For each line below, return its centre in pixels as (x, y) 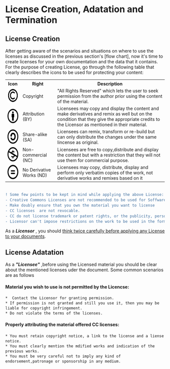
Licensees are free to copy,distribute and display (108, 149)
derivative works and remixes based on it (100, 178)
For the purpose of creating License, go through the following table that (80, 67)
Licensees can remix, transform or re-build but (106, 132)
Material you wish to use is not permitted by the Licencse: (67, 286)
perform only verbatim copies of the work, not (105, 173)
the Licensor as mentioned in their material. (102, 125)
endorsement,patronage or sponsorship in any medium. (63, 361)
